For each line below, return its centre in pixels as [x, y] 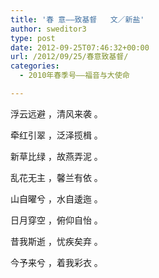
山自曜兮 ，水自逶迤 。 [56, 198]
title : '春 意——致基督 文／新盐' [77, 19]
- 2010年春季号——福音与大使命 [74, 76]
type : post [33, 38]
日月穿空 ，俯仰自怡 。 [56, 220]
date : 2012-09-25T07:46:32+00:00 [80, 47]
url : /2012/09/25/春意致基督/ [69, 57]
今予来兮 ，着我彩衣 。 [56, 262]
